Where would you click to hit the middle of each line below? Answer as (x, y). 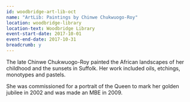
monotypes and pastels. (36, 75)
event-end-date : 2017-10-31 (41, 39)
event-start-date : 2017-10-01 (44, 34)
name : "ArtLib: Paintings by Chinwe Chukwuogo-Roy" (72, 17)
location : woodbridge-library (44, 23)
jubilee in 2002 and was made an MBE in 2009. (64, 92)
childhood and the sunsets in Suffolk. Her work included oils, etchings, (93, 68)
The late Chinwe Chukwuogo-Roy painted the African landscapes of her (95, 62)
